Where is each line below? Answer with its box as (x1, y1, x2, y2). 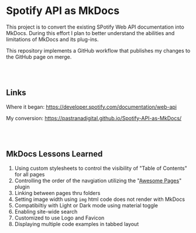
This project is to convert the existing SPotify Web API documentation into (6, 23, 184, 30)
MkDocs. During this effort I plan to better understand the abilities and (6, 29, 175, 36)
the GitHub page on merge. (6, 53, 72, 60)
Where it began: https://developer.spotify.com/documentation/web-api (6, 103, 177, 110)
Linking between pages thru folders (14, 189, 101, 196)
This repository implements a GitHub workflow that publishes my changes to (6, 47, 191, 54)
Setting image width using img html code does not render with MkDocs (14, 196, 185, 203)
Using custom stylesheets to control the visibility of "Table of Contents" (14, 165, 187, 172)
